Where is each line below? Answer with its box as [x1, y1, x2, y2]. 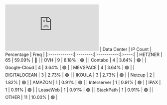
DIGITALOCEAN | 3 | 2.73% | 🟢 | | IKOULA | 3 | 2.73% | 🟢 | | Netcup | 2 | [5, 72, 155, 78]
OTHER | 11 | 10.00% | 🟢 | [5, 94, 58, 100]
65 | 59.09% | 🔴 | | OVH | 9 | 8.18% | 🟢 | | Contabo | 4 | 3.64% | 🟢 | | [5, 57, 147, 63]
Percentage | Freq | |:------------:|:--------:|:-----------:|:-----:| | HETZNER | [5, 52, 163, 57]
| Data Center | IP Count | [99, 47, 152, 52]
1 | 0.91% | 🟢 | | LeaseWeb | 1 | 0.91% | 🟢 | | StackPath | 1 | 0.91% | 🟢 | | [5, 87, 154, 93]
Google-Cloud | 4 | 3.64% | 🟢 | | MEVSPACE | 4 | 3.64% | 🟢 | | [5, 64, 135, 70]
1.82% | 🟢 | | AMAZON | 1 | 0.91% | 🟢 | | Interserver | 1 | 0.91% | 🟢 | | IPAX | [5, 79, 161, 85]
